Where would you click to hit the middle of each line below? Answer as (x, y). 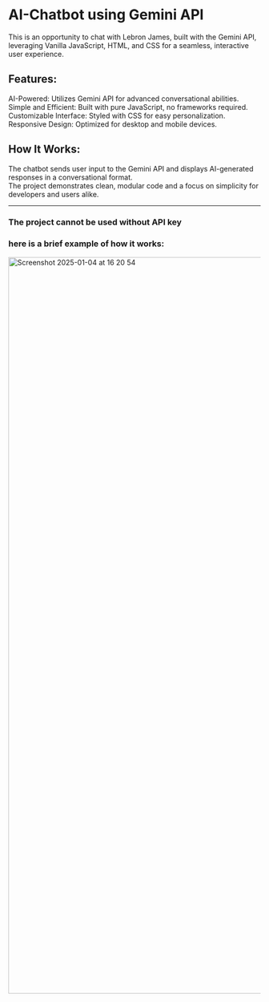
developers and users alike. (54, 194)
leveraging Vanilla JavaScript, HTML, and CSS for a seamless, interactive (129, 45)
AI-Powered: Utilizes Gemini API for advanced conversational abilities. (124, 99)
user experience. (36, 54)
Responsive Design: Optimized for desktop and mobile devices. (113, 124)
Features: (33, 79)
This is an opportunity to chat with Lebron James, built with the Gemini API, (132, 37)
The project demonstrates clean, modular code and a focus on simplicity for (133, 185)
